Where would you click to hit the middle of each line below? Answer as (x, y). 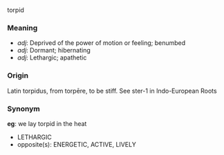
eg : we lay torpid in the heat (47, 123)
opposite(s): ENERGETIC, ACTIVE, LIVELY (76, 144)
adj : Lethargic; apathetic (52, 57)
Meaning (22, 28)
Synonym (24, 109)
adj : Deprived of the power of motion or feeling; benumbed (101, 43)
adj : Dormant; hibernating (54, 51)
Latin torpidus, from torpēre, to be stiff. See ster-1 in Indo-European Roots (112, 91)
